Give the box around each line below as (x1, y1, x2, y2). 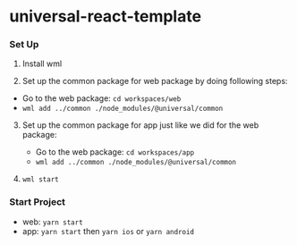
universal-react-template (9, 6, 202, 27)
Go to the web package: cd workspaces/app (35, 147, 195, 157)
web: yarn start (21, 216, 83, 227)
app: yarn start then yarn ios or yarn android (21, 225, 195, 236)
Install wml (21, 58, 63, 69)
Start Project (9, 196, 65, 208)
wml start (21, 175, 60, 184)
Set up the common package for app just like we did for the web (21, 120, 259, 131)
